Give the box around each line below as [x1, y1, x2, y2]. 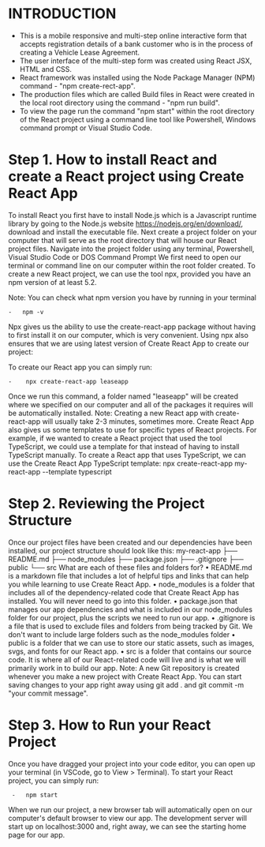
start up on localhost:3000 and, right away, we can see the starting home [8, 822, 247, 831]
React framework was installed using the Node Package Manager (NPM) [19, 73, 256, 82]
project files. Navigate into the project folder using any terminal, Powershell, [8, 244, 255, 253]
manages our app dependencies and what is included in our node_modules [8, 605, 253, 614]
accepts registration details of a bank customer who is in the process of [19, 39, 254, 48]
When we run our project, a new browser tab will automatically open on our [8, 804, 253, 814]
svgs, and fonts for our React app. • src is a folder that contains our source [8, 646, 252, 656]
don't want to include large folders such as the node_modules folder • [8, 629, 236, 639]
